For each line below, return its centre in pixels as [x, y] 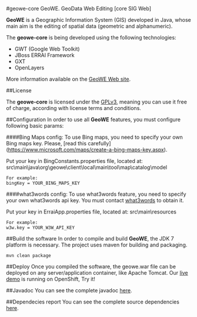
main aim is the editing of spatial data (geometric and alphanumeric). [89, 26]
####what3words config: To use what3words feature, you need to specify [96, 194]
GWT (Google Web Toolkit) [47, 49]
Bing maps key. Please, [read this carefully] [59, 143]
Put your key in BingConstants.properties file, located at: [74, 161]
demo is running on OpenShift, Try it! [51, 279]
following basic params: [35, 126]
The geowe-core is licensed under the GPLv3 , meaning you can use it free [96, 102]
